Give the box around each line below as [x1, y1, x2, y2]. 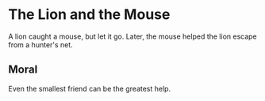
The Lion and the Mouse [8, 6, 171, 24]
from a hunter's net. [8, 39, 73, 49]
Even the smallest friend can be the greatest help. [8, 84, 171, 93]
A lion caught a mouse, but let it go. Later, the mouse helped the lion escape [8, 32, 258, 41]
